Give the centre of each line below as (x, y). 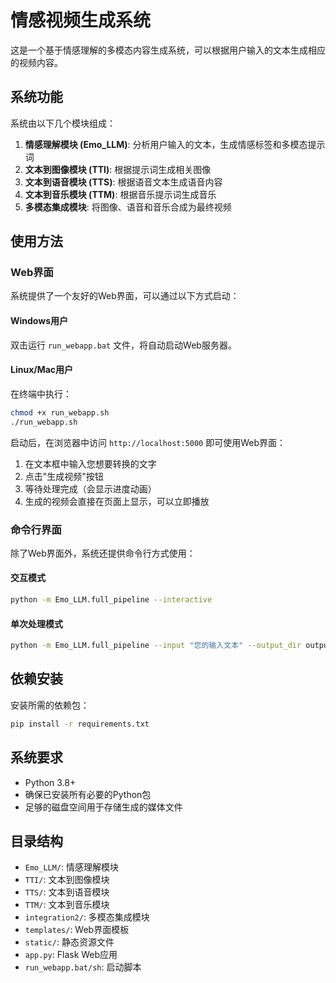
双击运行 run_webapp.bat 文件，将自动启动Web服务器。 (123, 345)
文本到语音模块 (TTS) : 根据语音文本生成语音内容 (123, 182)
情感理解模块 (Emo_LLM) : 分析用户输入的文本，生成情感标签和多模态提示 (175, 144)
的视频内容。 (36, 62)
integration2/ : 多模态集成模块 (87, 917)
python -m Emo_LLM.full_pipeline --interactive (111, 600)
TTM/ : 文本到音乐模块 (67, 905)
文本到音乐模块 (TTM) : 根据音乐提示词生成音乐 (120, 194)
